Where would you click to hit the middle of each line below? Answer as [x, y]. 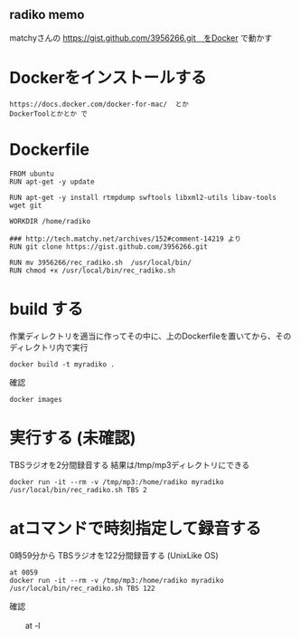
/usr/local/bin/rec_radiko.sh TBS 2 [78, 490]
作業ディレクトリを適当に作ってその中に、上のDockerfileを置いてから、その [150, 336]
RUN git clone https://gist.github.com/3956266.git [108, 247]
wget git [26, 205]
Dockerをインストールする [108, 78]
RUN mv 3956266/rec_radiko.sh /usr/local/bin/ [101, 262]
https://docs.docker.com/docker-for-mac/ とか [99, 104]
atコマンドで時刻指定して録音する [136, 528]
